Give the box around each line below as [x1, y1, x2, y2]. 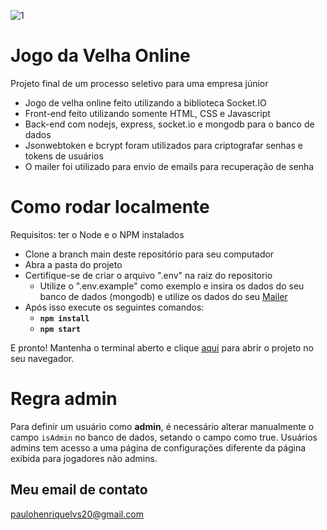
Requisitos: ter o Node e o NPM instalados [10, 228, 185, 240]
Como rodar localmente [10, 196, 210, 219]
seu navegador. [10, 352, 75, 364]
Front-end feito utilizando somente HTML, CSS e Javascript [24, 107, 271, 119]
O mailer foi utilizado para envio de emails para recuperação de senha [24, 160, 315, 172]
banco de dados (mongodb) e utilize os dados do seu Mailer [39, 290, 288, 302]
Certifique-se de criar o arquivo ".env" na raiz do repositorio [24, 269, 273, 281]
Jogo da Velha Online [10, 45, 191, 67]
